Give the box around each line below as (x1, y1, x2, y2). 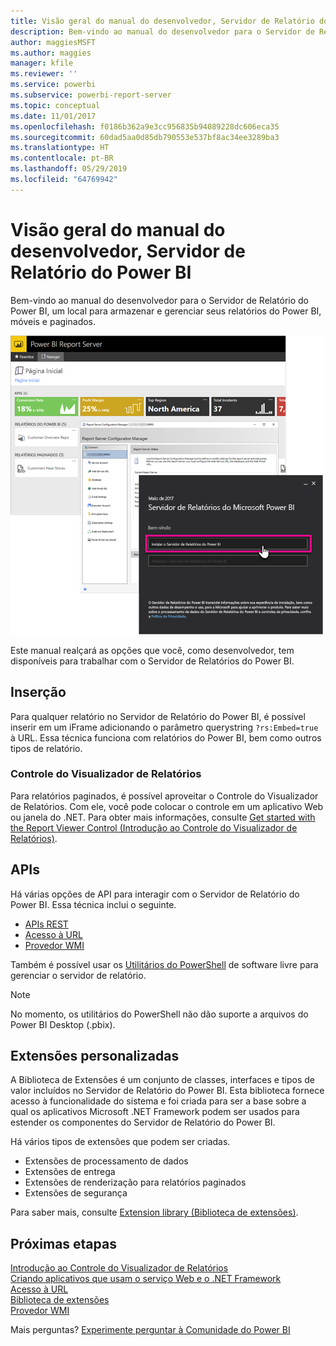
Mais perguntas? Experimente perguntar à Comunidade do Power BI (10, 1324, 291, 1336)
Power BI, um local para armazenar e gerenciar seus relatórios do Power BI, (10, 305, 322, 317)
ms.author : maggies (10, 48, 92, 58)
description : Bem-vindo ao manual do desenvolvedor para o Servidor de (10, 26, 315, 37)
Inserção (10, 684, 67, 701)
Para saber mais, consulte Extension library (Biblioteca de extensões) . (10, 1206, 299, 1219)
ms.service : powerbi (10, 80, 97, 90)
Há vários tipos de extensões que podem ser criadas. (10, 1136, 231, 1148)
